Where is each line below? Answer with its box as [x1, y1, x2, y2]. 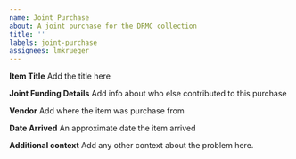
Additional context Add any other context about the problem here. [9, 140, 254, 151]
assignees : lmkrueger [9, 46, 90, 55]
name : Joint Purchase [9, 13, 90, 22]
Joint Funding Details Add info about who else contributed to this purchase [9, 88, 287, 99]
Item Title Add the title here [9, 71, 111, 81]
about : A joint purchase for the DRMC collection [9, 21, 198, 30]
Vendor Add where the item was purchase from [9, 105, 185, 116]
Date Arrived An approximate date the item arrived [9, 122, 196, 134]
